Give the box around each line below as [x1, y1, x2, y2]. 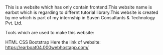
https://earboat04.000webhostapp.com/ [5, 45, 89, 50]
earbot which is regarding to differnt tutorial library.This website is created [5, 9, 159, 15]
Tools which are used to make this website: [5, 30, 94, 35]
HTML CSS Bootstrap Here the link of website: [5, 39, 101, 45]
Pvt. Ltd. [5, 20, 23, 26]
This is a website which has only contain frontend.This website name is [5, 4, 152, 10]
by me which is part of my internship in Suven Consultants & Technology [5, 15, 155, 20]
